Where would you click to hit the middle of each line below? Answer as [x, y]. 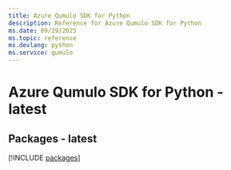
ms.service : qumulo [41, 53]
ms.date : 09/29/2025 [43, 30]
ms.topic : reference [43, 38]
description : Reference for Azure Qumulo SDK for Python [105, 23]
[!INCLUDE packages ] [44, 158]
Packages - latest [53, 138]
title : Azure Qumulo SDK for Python [69, 16]
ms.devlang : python [41, 45]
